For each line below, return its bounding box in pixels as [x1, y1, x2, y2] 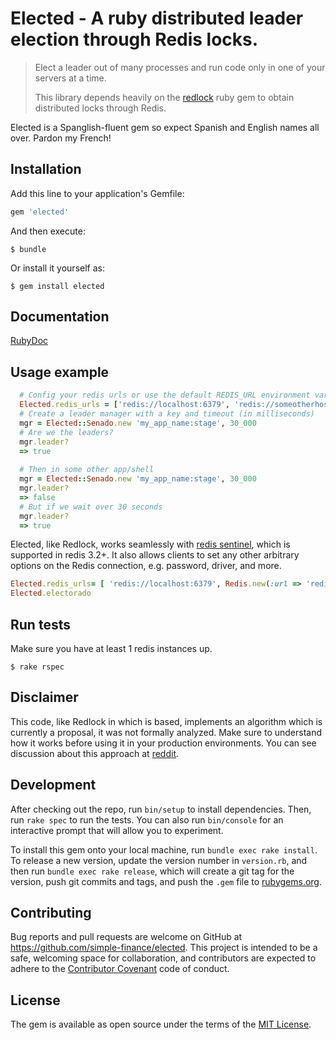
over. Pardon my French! [10, 132, 112, 144]
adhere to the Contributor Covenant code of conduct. [10, 963, 230, 975]
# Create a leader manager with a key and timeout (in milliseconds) [19, 409, 315, 419]
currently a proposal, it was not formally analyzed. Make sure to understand [10, 726, 323, 738]
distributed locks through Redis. [34, 102, 167, 114]
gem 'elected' [10, 207, 70, 217]
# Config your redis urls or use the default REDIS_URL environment [19, 390, 311, 401]
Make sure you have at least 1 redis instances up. [10, 642, 213, 654]
